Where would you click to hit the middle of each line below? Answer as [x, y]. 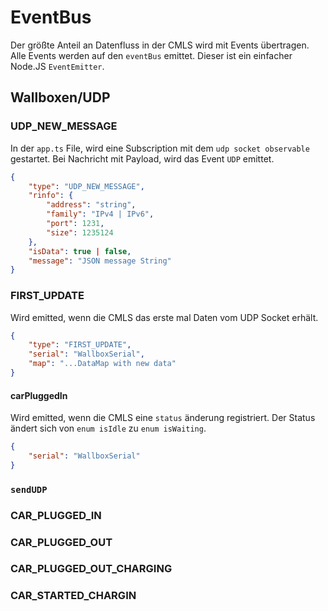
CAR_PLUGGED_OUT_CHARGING [91, 569]
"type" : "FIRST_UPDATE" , [80, 345]
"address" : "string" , [91, 205]
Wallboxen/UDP [60, 97]
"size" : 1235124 [80, 232]
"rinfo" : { [51, 196]
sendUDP [29, 489]
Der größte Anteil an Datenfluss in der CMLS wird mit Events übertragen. [160, 45]
